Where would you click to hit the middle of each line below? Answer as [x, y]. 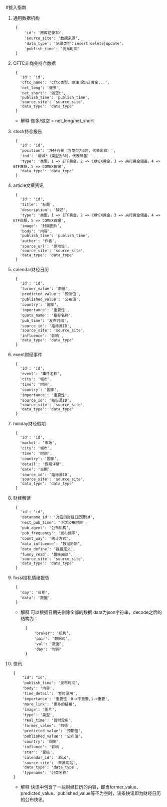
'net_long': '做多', [41, 88]
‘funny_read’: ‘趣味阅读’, [46, 554]
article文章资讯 [28, 185]
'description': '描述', [44, 210]
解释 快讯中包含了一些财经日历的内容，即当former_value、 [80, 787]
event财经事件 [28, 355]
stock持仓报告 [27, 131]
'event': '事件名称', [41, 374]
